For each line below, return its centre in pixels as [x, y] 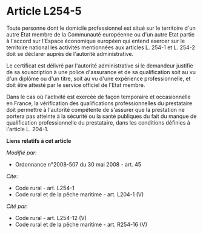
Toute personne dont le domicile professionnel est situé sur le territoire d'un [101, 28]
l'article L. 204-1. [27, 129]
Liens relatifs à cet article [39, 140]
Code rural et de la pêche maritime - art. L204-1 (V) [79, 194]
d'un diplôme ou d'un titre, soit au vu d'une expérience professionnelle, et [98, 78]
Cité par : [17, 206]
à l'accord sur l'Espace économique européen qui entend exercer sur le [96, 41]
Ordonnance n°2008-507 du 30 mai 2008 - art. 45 [78, 164]
